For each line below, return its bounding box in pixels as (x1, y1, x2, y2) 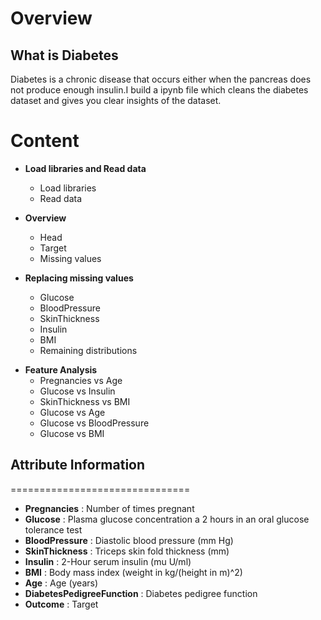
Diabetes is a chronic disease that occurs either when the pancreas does (10, 73, 312, 85)
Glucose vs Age (39, 406, 106, 418)
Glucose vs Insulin (39, 385, 116, 397)
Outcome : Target (24, 598, 99, 610)
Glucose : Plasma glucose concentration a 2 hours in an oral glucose (24, 513, 310, 525)
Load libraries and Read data (24, 162, 147, 174)
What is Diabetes (10, 47, 119, 64)
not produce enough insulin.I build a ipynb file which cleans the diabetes (10, 84, 309, 96)
